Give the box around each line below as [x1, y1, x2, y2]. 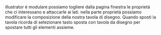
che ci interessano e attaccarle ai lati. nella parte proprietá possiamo [5, 9, 142, 15]
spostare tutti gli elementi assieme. [5, 24, 75, 30]
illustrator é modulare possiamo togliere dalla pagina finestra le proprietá [5, 4, 150, 10]
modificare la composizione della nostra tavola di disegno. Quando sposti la [5, 14, 156, 20]
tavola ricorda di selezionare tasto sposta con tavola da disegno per [5, 19, 141, 25]
